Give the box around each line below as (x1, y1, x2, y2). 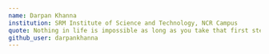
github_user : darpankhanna (8, 33, 98, 42)
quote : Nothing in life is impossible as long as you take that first (8, 26, 249, 34)
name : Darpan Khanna (8, 11, 78, 20)
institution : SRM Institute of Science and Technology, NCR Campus (8, 19, 239, 27)
